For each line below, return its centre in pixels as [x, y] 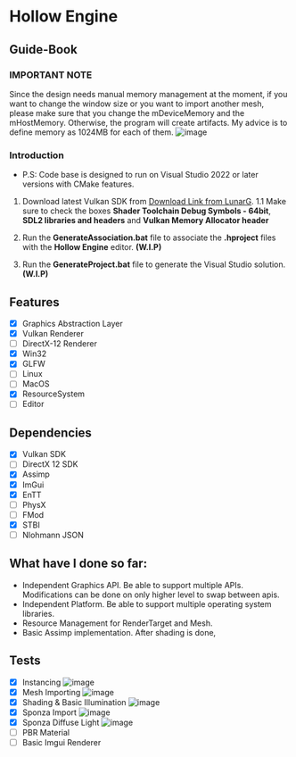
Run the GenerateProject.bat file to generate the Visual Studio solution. [154, 264]
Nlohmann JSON [53, 535]
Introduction [37, 155]
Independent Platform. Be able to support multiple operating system [147, 603]
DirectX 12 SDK [50, 464]
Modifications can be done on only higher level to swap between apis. [151, 595]
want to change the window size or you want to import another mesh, [137, 104]
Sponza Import [49, 712]
